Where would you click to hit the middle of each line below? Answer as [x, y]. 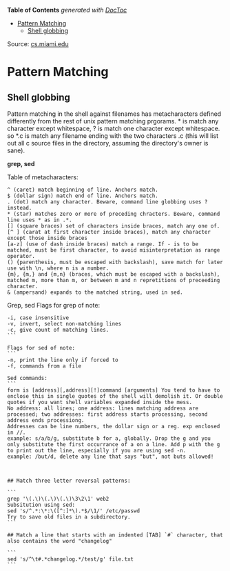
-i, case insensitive [38, 318]
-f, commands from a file [44, 366]
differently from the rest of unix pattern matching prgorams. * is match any [113, 121]
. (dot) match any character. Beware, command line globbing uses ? [107, 202]
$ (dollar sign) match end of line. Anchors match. [83, 196]
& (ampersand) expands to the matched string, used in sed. [95, 292]
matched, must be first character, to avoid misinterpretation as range [114, 250]
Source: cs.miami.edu [38, 44]
